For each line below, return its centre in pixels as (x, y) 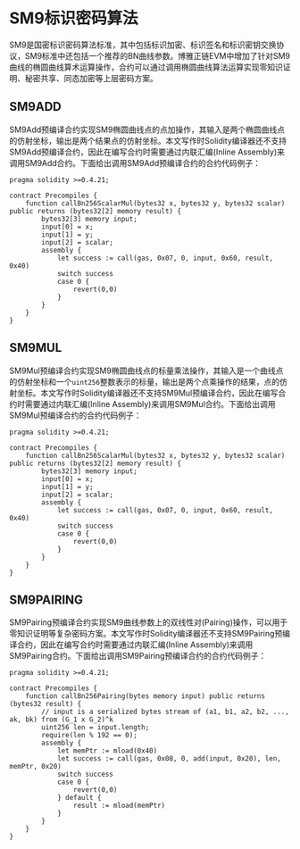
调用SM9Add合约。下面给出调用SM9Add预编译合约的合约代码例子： (135, 162)
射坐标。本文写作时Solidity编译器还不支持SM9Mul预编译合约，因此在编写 (144, 393)
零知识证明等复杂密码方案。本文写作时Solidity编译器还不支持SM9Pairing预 (146, 634)
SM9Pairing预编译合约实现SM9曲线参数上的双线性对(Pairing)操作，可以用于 (149, 622)
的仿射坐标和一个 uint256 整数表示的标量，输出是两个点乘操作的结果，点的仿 (149, 381)
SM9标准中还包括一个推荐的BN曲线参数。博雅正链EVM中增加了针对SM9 (158, 55)
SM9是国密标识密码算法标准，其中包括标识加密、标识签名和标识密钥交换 (143, 45)
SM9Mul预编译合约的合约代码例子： (75, 415)
